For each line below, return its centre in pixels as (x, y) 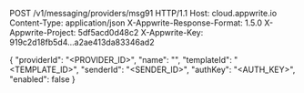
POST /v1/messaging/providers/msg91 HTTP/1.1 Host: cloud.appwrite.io (143, 13)
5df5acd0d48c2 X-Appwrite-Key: (141, 32)
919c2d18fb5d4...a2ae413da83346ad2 (82, 42)
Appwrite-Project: (43, 32)
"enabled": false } (42, 79)
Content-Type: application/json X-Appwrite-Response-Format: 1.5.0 (136, 23)
